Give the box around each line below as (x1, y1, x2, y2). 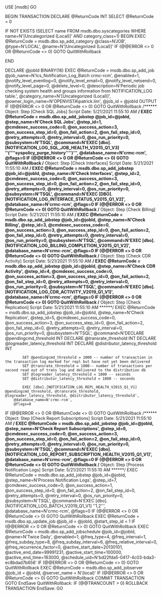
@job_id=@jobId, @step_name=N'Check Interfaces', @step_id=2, (5, 171, 141, 176)
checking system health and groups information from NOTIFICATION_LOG (5, 88, 152, 94)
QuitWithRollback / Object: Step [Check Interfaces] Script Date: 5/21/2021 (5, 160, 154, 166)
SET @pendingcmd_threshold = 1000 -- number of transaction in (22, 355, 152, 360)
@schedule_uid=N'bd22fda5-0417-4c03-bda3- (61, 555, 156, 560)
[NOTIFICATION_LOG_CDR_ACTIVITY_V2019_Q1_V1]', (5, 289, 114, 295)
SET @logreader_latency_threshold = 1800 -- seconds (22, 372, 131, 377)
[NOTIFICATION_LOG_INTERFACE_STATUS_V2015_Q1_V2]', (5, 196, 126, 202)
